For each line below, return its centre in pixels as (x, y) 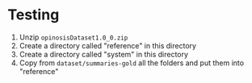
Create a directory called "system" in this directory (104, 54)
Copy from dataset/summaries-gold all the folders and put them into (131, 63)
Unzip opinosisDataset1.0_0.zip (73, 37)
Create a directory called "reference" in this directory (108, 45)
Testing (34, 15)
